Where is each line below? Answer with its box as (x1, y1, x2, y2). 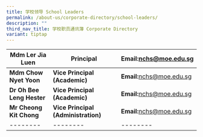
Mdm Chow (9, 68, 43, 77)
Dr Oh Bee (9, 86, 39, 95)
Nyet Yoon (9, 76, 40, 85)
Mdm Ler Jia (10, 51, 47, 59)
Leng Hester (9, 93, 46, 102)
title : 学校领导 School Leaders (6, 8, 85, 15)
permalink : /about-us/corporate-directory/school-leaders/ (6, 15, 158, 21)
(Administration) (53, 111, 101, 119)
